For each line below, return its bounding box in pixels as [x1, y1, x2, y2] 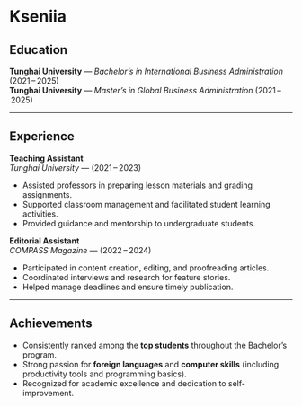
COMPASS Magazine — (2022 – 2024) [9, 244, 152, 255]
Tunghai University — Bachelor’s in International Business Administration [9, 66, 283, 76]
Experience [9, 128, 75, 145]
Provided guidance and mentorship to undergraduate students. [22, 217, 256, 228]
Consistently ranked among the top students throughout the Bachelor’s [22, 340, 288, 350]
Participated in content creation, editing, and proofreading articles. [22, 262, 270, 273]
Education [9, 42, 68, 58]
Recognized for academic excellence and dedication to [22, 377, 226, 388]
